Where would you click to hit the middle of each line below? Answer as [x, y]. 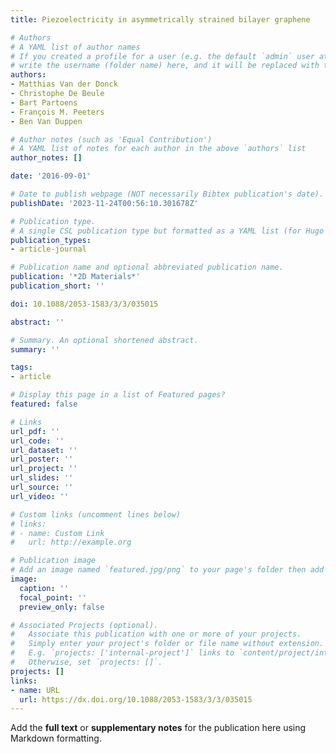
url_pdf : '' [35, 431]
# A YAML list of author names [75, 47]
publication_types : [51, 240]
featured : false [44, 404]
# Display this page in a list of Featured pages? [118, 395]
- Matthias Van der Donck [64, 84]
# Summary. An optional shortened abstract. [104, 340]
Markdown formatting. [56, 738]
